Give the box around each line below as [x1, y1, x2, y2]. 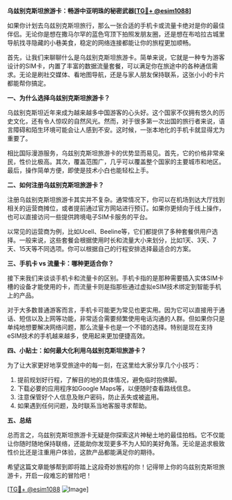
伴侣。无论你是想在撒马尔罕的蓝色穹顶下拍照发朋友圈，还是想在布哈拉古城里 [7, 30, 225, 38]
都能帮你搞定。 [7, 79, 50, 87]
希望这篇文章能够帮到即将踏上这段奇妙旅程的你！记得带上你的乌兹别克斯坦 [7, 463, 219, 471]
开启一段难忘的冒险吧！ [25, 472, 92, 479]
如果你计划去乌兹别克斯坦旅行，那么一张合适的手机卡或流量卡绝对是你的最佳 [7, 21, 225, 30]
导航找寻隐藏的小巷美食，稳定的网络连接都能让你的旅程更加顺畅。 [7, 39, 195, 47]
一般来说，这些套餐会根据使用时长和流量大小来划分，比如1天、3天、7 [19, 236, 217, 244]
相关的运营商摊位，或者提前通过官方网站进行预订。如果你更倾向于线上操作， [7, 204, 225, 212]
